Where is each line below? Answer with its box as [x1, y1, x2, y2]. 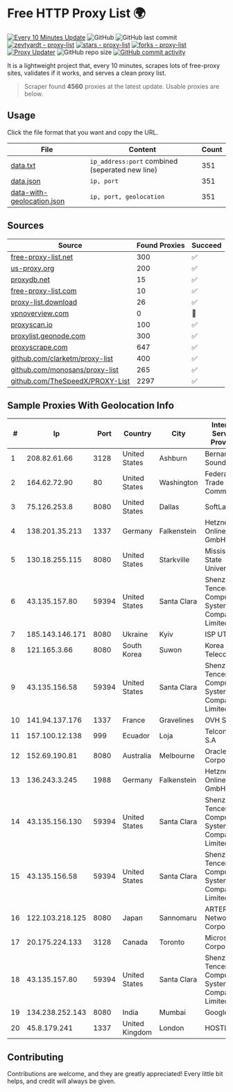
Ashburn [159, 454, 187, 463]
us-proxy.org [10, 263, 55, 273]
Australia [122, 751, 151, 760]
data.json [10, 176, 41, 186]
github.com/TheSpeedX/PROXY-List [10, 376, 130, 386]
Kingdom [122, 1027, 153, 1037]
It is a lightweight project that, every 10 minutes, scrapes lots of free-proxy [7, 61, 221, 69]
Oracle [204, 747, 227, 756]
